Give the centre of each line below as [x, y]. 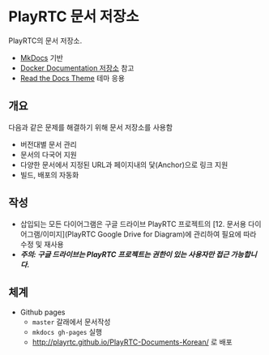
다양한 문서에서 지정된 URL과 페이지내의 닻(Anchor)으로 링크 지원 [124, 165]
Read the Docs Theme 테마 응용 [73, 78]
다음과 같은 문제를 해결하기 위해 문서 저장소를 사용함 [90, 127]
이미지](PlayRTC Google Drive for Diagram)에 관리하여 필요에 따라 [149, 234]
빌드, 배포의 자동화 [49, 174]
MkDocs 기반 [41, 58]
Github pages [43, 312]
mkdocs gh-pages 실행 [67, 332]
